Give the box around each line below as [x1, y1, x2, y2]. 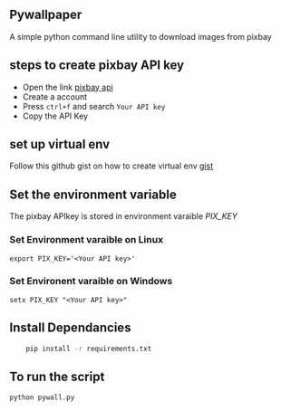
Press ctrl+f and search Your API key [22, 100, 166, 111]
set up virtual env [9, 137, 111, 152]
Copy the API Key [22, 110, 89, 121]
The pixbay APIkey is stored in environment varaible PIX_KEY [9, 211, 237, 222]
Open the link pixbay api [22, 81, 113, 92]
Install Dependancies [9, 320, 131, 336]
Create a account [22, 91, 88, 102]
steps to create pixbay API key [9, 58, 184, 73]
